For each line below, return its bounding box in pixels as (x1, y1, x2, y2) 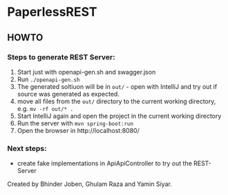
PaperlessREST (7, 4, 98, 20)
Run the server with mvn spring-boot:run (17, 119, 133, 127)
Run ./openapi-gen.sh (17, 75, 80, 83)
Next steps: (7, 143, 47, 153)
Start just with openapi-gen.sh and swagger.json (17, 68, 156, 76)
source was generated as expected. (17, 90, 120, 98)
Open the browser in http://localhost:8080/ (17, 126, 140, 134)
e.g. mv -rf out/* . (17, 104, 74, 112)
